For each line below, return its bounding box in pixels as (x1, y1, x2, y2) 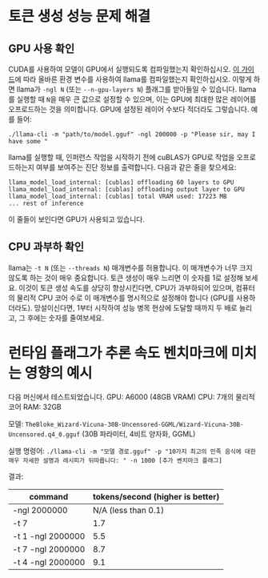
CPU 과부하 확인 (8, 240, 85, 254)
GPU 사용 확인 (8, 42, 74, 55)
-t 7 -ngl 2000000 (12, 544, 86, 555)
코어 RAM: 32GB (8, 402, 62, 411)
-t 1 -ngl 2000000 (12, 530, 86, 541)
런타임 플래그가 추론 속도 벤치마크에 (8, 344, 228, 362)
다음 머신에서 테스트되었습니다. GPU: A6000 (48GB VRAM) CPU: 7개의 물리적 (8, 391, 255, 401)
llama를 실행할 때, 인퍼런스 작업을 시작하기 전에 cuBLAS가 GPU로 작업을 (8, 153, 235, 162)
